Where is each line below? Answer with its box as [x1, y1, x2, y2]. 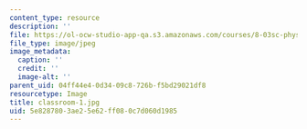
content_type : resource [9, 13, 101, 23]
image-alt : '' [17, 73, 71, 82]
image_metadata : [9, 47, 71, 56]
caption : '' [17, 55, 64, 64]
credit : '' [17, 64, 59, 74]
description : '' [9, 22, 71, 31]
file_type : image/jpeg [9, 38, 96, 48]
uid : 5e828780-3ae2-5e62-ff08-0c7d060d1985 [9, 106, 178, 115]
